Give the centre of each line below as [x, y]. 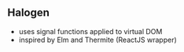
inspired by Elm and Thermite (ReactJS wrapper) [98, 40]
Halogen [29, 13]
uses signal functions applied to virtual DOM [90, 31]
